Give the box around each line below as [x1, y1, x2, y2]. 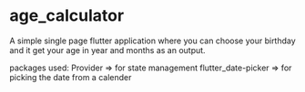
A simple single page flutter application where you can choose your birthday [9, 35, 296, 46]
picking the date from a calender [9, 71, 132, 82]
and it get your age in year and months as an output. [9, 44, 207, 55]
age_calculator [9, 5, 125, 26]
